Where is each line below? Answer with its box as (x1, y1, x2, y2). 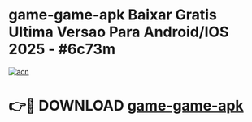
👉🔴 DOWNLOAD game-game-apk (8, 97, 244, 115)
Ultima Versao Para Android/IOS (8, 23, 229, 41)
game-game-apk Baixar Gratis (8, 6, 217, 24)
